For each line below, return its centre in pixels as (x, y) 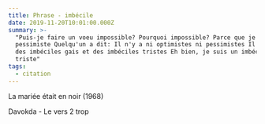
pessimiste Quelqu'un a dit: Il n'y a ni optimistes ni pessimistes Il (136, 45)
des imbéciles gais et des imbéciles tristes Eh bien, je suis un (127, 52)
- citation (33, 74)
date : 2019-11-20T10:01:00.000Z (61, 23)
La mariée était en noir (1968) (56, 96)
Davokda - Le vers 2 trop (49, 111)
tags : (17, 67)
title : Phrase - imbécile (50, 15)
